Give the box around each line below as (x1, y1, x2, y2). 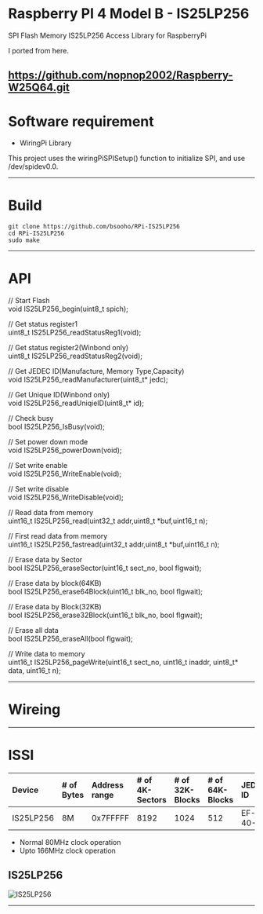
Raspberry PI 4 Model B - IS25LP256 (8, 5, 250, 23)
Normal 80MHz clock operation (19, 838, 121, 847)
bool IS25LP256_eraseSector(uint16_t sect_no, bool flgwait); (8, 563, 202, 573)
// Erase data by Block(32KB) (8, 602, 102, 612)
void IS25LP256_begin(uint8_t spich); (8, 304, 129, 314)
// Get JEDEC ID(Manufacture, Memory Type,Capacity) (8, 367, 185, 376)
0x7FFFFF (91, 813, 130, 824)
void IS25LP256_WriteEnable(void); (8, 469, 122, 479)
